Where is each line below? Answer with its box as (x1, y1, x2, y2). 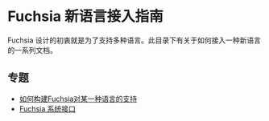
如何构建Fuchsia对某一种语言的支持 (19, 94, 138, 103)
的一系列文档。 (7, 45, 57, 54)
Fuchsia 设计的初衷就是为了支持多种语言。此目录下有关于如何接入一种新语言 (7, 35, 261, 45)
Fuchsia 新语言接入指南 (7, 7, 163, 26)
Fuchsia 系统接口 (19, 103, 76, 113)
